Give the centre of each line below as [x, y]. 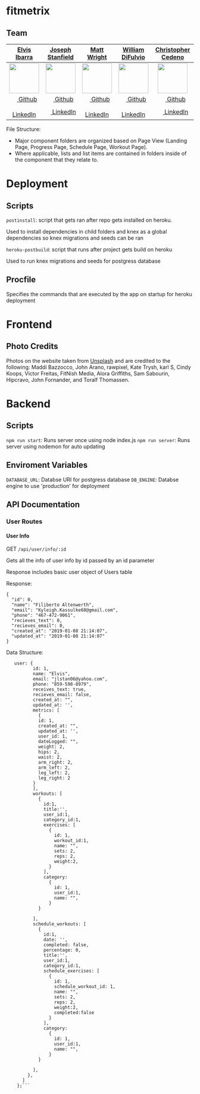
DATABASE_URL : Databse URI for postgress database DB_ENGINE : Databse [93, 479]
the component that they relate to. [57, 160]
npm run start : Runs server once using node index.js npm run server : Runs [98, 440]
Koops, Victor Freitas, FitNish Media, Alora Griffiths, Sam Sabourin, [88, 373]
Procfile [21, 280]
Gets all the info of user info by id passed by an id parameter [80, 561]
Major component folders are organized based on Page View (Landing [101, 141]
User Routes [24, 521]
